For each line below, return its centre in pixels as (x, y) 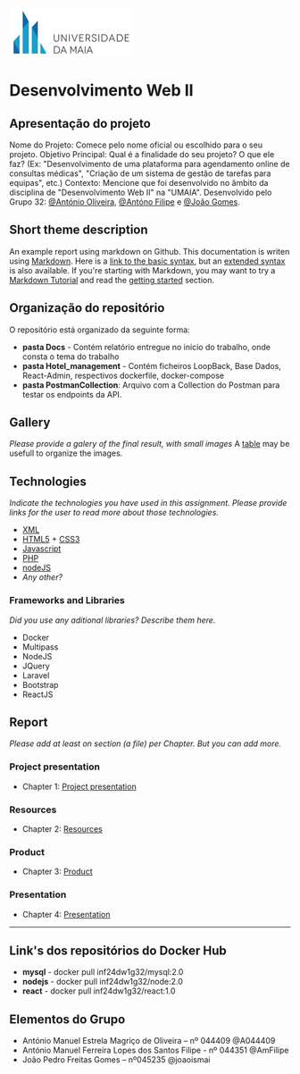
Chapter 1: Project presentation (79, 786)
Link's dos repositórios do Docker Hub (118, 950)
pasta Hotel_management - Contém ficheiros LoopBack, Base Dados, (151, 365)
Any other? (42, 577)
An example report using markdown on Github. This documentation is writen (150, 251)
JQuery (36, 666)
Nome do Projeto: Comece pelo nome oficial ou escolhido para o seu (136, 145)
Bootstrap (40, 684)
